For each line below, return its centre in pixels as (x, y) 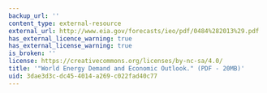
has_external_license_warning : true (70, 46)
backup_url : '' (34, 16)
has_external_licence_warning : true (70, 38)
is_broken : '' (32, 53)
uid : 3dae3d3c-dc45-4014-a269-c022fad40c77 (83, 76)
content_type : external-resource (65, 23)
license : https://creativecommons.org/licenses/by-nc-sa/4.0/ (116, 61)
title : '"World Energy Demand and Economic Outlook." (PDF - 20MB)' (127, 69)
